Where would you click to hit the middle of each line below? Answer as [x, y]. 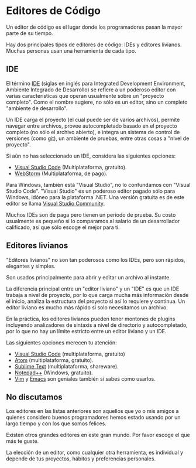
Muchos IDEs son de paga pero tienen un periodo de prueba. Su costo [91, 214]
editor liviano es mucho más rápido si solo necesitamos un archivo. [87, 307]
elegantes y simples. [31, 266]
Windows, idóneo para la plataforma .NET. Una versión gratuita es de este [95, 197]
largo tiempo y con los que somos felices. [56, 423]
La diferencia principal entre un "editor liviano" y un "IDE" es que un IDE [93, 289]
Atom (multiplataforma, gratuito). [54, 360]
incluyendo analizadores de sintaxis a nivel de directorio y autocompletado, [97, 325]
